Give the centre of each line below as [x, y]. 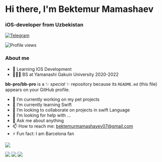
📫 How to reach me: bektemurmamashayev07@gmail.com [73, 126]
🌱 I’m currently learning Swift [42, 104]
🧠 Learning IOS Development [42, 69]
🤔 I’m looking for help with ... [41, 115]
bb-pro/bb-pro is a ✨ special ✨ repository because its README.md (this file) [81, 84]
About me [17, 58]
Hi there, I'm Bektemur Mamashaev [80, 9]
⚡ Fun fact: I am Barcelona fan [43, 134]
